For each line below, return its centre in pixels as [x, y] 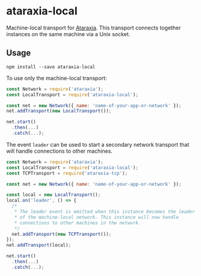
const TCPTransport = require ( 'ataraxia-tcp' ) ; [67, 173]
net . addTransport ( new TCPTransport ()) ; [62, 234]
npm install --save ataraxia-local [51, 67]
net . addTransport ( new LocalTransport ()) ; [59, 111]
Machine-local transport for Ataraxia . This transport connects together [94, 28]
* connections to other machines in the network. [78, 223]
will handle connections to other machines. [60, 151]
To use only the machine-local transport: [57, 78]
